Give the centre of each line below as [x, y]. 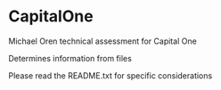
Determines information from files [70, 58]
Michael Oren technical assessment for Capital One [102, 41]
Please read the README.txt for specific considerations [110, 75]
